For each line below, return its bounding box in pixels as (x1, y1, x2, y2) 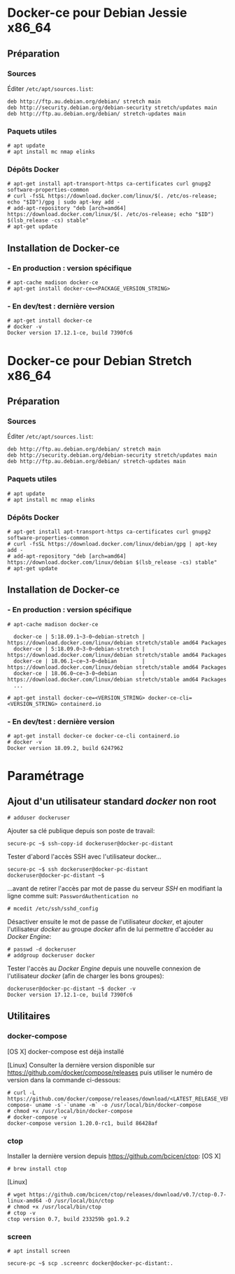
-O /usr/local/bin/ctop (44, 1197, 114, 1204)
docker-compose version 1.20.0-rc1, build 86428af (7, 1119, 158, 1127)
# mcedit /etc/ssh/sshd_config (7, 905, 99, 912)
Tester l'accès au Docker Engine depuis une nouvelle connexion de (7, 964, 201, 972)
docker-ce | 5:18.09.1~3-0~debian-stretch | (13, 633, 145, 640)
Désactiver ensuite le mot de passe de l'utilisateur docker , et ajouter (7, 917, 204, 926)
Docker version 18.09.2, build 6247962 (7, 744, 124, 751)
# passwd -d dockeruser (7, 946, 77, 953)
